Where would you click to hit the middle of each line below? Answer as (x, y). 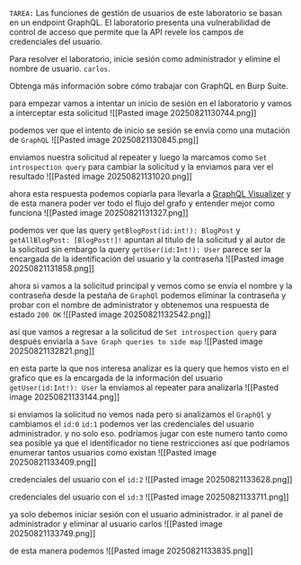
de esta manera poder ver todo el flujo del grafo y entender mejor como (142, 203)
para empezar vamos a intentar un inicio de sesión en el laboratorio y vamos (150, 103)
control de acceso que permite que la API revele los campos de (127, 32)
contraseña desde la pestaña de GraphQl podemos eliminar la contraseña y (148, 295)
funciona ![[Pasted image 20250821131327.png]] (99, 213)
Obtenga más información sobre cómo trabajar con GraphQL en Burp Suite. (149, 86)
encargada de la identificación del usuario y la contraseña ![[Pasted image (147, 259)
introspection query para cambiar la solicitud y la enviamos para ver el (142, 167)
